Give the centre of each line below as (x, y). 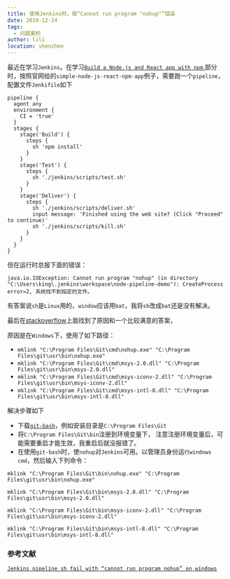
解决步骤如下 (26, 411)
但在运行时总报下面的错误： (47, 265)
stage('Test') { (44, 165)
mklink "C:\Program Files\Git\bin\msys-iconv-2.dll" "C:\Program (104, 510)
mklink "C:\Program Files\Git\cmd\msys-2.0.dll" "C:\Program (108, 363)
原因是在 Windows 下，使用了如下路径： (61, 335)
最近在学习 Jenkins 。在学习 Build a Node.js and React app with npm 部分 (113, 67)
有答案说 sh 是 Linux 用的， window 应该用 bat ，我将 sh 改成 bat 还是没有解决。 (111, 306)
